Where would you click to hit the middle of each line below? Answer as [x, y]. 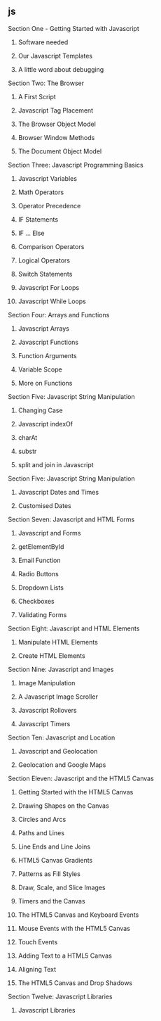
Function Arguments [47, 355]
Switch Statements [45, 274]
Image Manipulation [47, 683]
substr [27, 451]
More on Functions [45, 383]
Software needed [43, 42]
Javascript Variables [48, 178]
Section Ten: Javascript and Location [62, 737]
